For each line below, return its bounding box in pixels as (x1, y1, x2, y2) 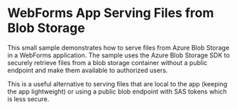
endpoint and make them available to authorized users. (7, 66, 168, 74)
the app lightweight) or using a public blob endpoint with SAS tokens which (7, 87, 227, 96)
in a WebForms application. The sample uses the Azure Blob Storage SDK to (7, 51, 231, 59)
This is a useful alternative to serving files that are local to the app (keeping (7, 79, 228, 88)
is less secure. (7, 94, 50, 103)
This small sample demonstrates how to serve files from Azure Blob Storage (7, 43, 230, 52)
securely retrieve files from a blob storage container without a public (7, 58, 208, 67)
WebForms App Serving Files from (7, 5, 214, 21)
